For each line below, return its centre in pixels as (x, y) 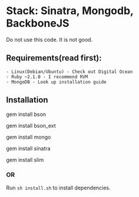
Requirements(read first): (54, 58)
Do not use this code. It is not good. (49, 39)
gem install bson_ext (31, 125)
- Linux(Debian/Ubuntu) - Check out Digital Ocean (69, 72)
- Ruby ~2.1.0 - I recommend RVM (47, 77)
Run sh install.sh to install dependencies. (58, 188)
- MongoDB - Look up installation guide (57, 82)
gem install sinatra (28, 148)
